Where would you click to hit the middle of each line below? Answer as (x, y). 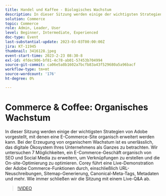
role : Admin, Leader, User (33, 28)
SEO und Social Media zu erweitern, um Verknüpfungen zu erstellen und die (83, 157)
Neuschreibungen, (24, 173)
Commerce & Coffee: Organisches (77, 107)
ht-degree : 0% (20, 78)
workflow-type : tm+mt (27, 70)
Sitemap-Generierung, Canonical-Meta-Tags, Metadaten (101, 173)
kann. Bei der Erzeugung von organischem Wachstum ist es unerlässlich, (79, 142)
